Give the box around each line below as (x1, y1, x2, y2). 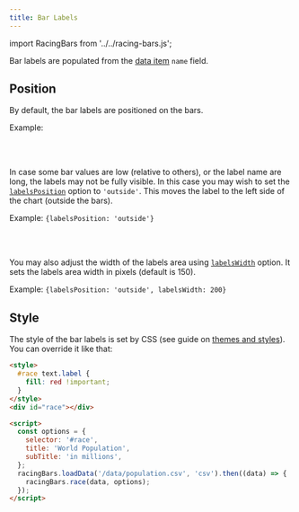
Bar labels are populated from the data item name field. (9, 55, 209, 66)
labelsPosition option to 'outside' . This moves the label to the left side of (9, 186, 286, 197)
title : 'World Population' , (25, 444, 130, 454)
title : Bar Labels (9, 13, 78, 22)
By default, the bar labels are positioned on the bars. (9, 105, 204, 116)
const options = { (17, 428, 87, 437)
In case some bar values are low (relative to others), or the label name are (9, 167, 282, 178)
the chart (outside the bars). (9, 195, 113, 207)
